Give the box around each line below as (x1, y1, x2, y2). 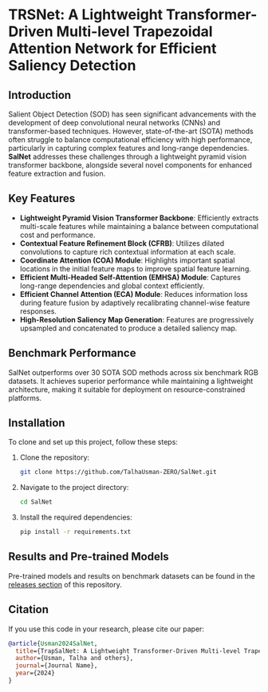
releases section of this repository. (8, 579, 122, 589)
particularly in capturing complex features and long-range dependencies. (8, 144, 250, 152)
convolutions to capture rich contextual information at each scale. (19, 247, 236, 256)
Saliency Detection (8, 57, 136, 75)
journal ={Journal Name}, (15, 662, 98, 670)
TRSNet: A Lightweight (8, 6, 164, 24)
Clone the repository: (19, 453, 90, 462)
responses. (19, 306, 57, 316)
